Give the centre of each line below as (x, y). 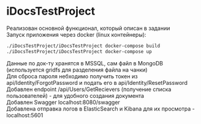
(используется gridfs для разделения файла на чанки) (77, 70)
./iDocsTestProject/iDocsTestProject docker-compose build (83, 46)
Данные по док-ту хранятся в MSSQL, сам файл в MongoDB (85, 63)
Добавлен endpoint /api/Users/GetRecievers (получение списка (89, 89)
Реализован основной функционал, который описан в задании (88, 28)
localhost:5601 (25, 115)
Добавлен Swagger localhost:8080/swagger (63, 102)
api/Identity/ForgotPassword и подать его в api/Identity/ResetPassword (97, 82)
